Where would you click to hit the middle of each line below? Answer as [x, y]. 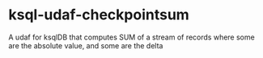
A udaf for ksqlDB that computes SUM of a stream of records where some [131, 37]
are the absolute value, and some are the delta [86, 45]
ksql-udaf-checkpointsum [99, 15]
